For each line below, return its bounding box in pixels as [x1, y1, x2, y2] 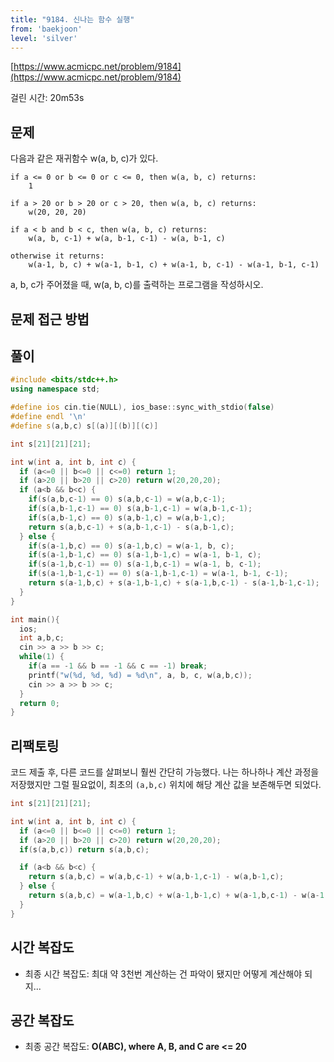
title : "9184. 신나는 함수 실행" [10, 14, 135, 25]
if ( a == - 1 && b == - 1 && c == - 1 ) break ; [28, 661, 208, 671]
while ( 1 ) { [19, 652, 65, 662]
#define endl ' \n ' [10, 412, 87, 422]
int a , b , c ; [19, 633, 65, 643]
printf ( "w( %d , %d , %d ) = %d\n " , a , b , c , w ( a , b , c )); [28, 670, 253, 680]
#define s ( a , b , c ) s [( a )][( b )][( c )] [10, 421, 159, 431]
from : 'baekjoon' [10, 24, 83, 34]
